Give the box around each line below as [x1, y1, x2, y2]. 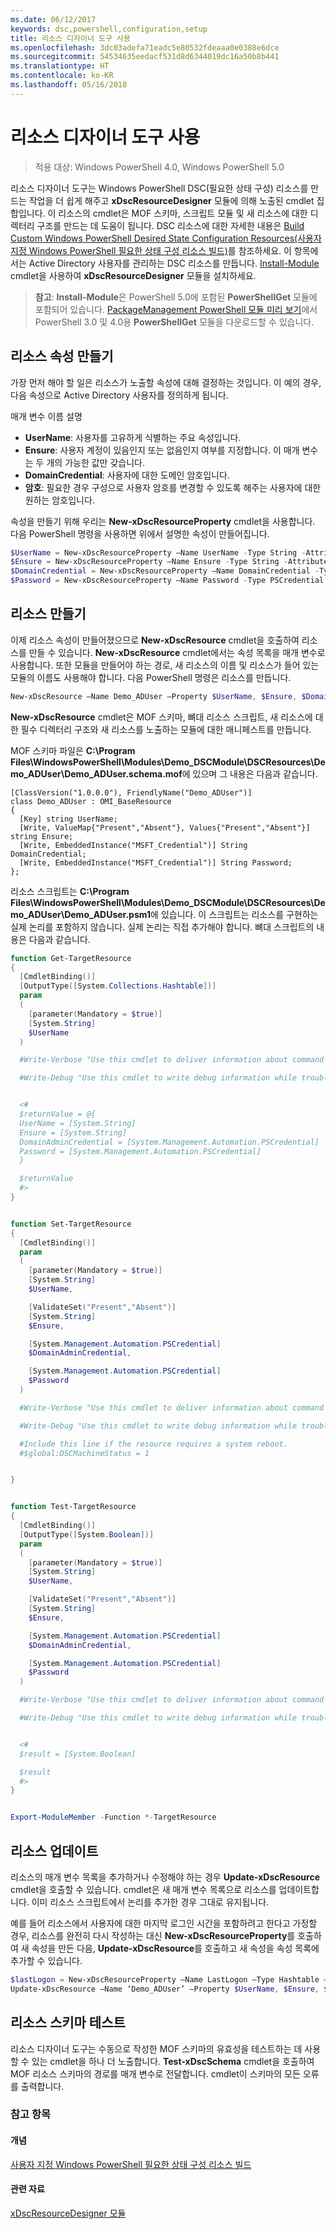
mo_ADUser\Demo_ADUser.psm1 [10, 908, 152, 920]
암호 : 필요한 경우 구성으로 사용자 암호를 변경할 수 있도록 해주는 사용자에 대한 [24, 481, 322, 493]
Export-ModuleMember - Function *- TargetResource [10, 1812, 217, 1823]
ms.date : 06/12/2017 [10, 14, 97, 25]
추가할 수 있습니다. [10, 1955, 83, 1966]
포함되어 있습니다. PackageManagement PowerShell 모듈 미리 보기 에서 [34, 303, 318, 315]
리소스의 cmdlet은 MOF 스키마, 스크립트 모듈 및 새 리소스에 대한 [58, 207, 308, 219]
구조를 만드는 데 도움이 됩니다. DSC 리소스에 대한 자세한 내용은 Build [36, 219, 305, 231]
